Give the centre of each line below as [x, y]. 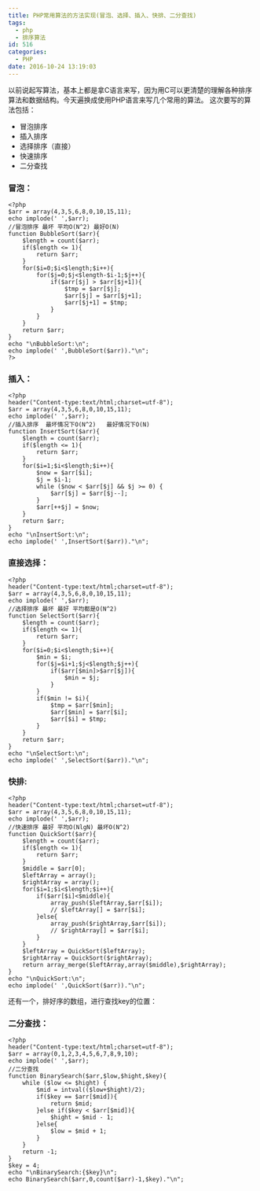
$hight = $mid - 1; [82, 1118]
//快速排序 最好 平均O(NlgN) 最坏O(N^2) [69, 827]
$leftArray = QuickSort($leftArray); [84, 951]
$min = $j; [82, 677]
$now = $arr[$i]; [64, 473]
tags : [17, 23]
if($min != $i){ [63, 698]
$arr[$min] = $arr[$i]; [89, 712]
